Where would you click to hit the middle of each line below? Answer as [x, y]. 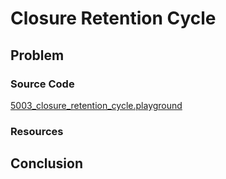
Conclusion [47, 163]
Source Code [42, 84]
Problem [37, 55]
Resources [37, 131]
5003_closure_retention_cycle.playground [96, 105]
